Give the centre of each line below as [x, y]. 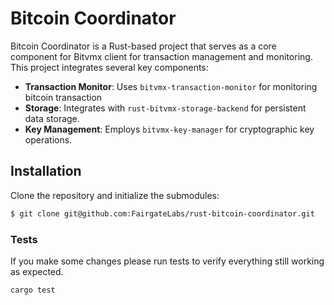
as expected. [37, 271]
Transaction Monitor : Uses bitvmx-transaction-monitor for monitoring [171, 86]
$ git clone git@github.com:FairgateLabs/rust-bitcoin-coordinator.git [162, 213]
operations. [48, 139]
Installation [46, 171]
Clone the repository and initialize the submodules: [115, 195]
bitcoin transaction [63, 97]
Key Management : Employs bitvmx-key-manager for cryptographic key [169, 129]
